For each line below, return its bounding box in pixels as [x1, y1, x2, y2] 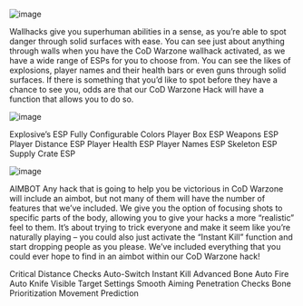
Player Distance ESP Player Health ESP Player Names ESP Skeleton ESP [9, 139, 279, 149]
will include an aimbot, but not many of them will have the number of [9, 193, 266, 203]
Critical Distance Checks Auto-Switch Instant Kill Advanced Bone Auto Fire [9, 269, 289, 279]
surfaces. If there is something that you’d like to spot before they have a [9, 74, 279, 85]
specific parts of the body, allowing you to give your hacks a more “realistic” [9, 212, 295, 222]
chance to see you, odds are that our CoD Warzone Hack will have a [9, 84, 265, 94]
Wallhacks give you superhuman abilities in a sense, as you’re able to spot [9, 26, 288, 36]
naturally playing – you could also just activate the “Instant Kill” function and [9, 232, 293, 242]
